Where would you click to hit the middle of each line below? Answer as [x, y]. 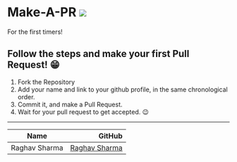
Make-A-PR [42, 12]
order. [26, 96]
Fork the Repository [46, 82]
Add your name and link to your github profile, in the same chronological [122, 89]
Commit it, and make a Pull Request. [70, 104]
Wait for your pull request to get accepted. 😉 [83, 112]
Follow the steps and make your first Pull [98, 54]
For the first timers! [35, 32]
